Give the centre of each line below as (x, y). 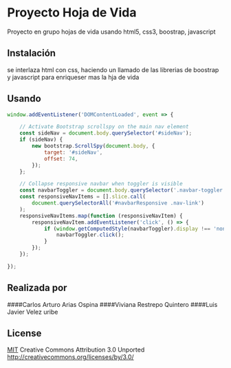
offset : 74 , (61, 159)
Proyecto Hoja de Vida (72, 13)
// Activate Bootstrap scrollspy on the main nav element (104, 127)
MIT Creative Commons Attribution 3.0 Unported (76, 350)
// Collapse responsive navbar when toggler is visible (101, 184)
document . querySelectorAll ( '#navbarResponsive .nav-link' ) (118, 203)
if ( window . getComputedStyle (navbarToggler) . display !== (127, 229)
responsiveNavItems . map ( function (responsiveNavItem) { (101, 216)
